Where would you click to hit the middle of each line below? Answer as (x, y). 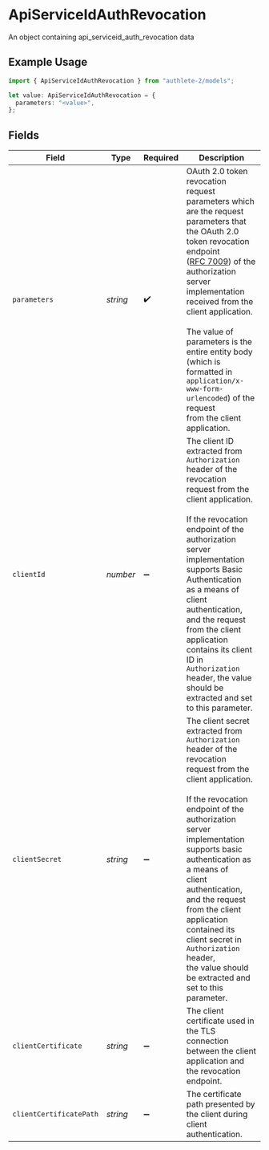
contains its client (219, 650)
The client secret (218, 721)
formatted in (209, 372)
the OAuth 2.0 (213, 232)
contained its (211, 930)
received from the (220, 302)
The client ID (210, 441)
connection (208, 1041)
